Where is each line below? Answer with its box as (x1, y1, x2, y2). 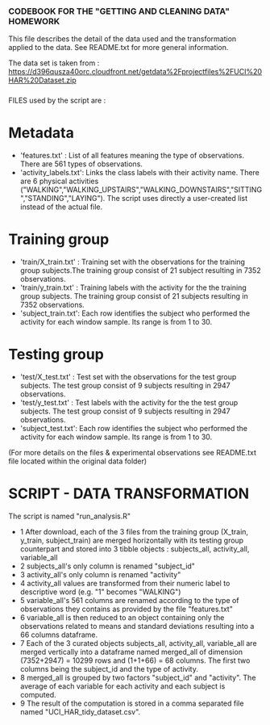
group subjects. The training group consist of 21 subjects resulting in (19, 291, 248, 301)
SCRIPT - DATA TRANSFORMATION (8, 484, 250, 503)
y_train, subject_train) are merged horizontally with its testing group (19, 535, 244, 545)
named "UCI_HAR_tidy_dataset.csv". (19, 706, 141, 716)
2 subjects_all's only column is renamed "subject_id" (19, 561, 196, 571)
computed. (19, 689, 56, 699)
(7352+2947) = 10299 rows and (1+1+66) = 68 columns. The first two (19, 656, 251, 665)
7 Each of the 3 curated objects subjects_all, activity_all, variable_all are (19, 638, 257, 647)
